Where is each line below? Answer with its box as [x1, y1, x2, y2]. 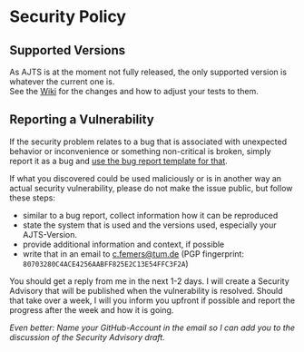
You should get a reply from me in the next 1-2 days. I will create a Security [9, 275, 290, 287]
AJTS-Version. [22, 229, 78, 240]
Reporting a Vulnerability [9, 112, 154, 128]
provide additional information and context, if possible [22, 239, 225, 249]
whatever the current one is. [9, 76, 115, 87]
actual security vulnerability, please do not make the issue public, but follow [9, 182, 293, 193]
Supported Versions [9, 43, 125, 58]
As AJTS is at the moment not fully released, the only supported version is [9, 66, 288, 77]
